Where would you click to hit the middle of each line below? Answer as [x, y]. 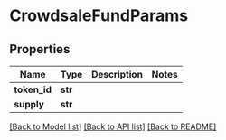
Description [117, 75]
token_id [33, 89]
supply [29, 104]
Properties [40, 49]
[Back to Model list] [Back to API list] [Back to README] [113, 126]
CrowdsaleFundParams [99, 16]
